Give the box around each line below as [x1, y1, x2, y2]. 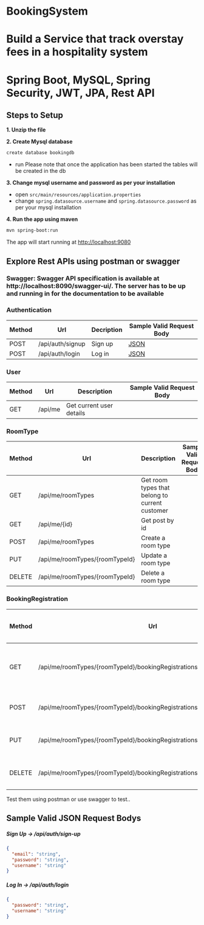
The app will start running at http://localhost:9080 [6, 239, 131, 246]
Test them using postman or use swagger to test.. [6, 795, 131, 803]
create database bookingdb [6, 150, 75, 156]
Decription [91, 325, 123, 334]
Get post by [140, 516, 174, 525]
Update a [140, 551, 168, 560]
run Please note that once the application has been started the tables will [15, 161, 198, 168]
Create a [140, 534, 166, 543]
